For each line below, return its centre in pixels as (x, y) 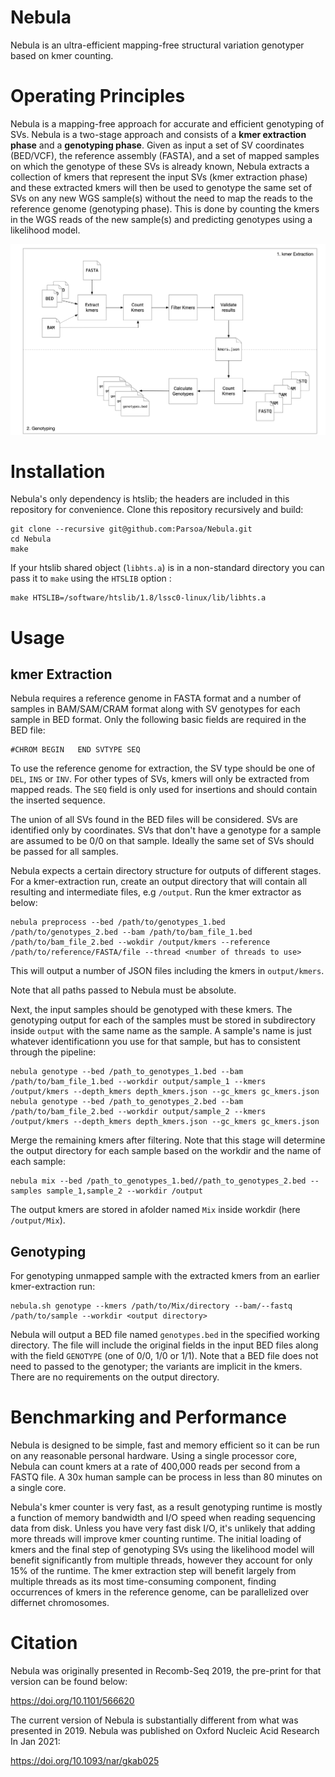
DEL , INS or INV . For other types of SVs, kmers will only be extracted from (160, 779)
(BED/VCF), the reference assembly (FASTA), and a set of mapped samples (165, 155)
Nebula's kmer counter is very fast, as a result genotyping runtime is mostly (166, 1507)
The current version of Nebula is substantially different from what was (154, 1720)
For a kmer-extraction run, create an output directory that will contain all (159, 882)
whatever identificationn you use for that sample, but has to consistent (155, 1042)
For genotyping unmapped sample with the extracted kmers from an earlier (165, 1276)
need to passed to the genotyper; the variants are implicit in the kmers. (156, 1367)
